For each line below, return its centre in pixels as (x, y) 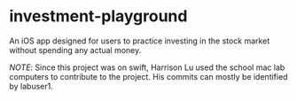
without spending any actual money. (75, 50)
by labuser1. (31, 86)
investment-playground (98, 16)
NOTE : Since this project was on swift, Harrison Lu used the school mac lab (147, 67)
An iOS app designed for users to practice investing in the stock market (140, 41)
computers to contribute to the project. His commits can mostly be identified (148, 76)
